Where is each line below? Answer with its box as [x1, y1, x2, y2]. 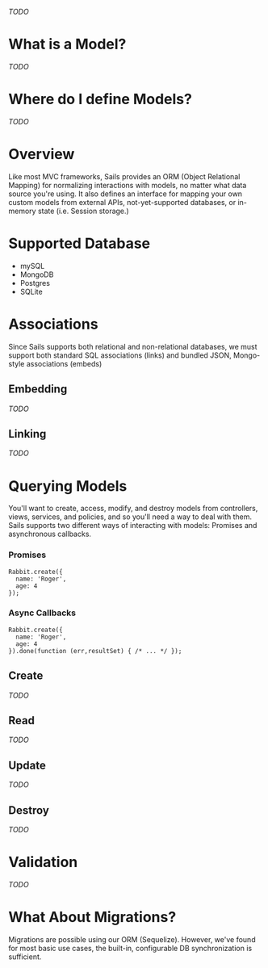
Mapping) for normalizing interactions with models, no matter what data [8, 180, 247, 190]
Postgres [19, 278, 51, 287]
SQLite [19, 287, 43, 296]
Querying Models [8, 476, 128, 495]
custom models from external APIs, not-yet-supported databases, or [8, 197, 237, 207]
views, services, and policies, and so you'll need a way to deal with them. [8, 512, 253, 522]
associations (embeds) [26, 358, 103, 368]
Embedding [8, 383, 68, 396]
